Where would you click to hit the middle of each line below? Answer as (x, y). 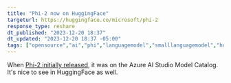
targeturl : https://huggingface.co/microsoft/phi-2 (82, 20)
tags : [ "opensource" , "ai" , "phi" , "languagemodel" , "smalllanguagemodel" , (112, 45)
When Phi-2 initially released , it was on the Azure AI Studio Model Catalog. (113, 65)
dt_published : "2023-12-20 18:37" (57, 33)
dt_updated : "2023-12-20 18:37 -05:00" (64, 39)
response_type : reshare (41, 26)
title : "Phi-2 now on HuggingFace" (58, 13)
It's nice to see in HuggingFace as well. (63, 72)
